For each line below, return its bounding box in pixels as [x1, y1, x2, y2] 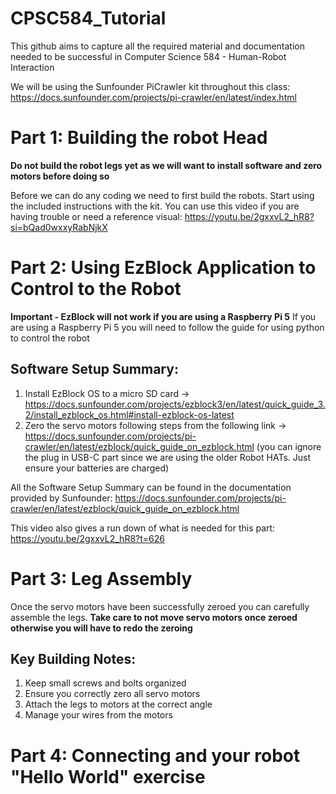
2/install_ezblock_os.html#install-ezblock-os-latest [24, 408, 235, 421]
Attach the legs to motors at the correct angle [24, 698, 213, 711]
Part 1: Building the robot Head [10, 127, 268, 149]
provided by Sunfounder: [10, 492, 113, 504]
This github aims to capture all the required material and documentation [10, 40, 305, 52]
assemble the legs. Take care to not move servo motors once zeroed [10, 611, 298, 623]
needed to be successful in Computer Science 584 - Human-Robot [10, 50, 287, 62]
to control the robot [10, 332, 90, 344]
